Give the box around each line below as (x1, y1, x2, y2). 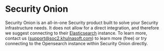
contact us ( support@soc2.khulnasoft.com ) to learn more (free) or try (5, 35, 147, 41)
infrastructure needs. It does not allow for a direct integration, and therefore (5, 25, 159, 30)
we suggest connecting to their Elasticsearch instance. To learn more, (5, 30, 147, 36)
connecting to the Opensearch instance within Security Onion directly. (5, 40, 148, 46)
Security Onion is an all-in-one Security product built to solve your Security (5, 20, 159, 25)
